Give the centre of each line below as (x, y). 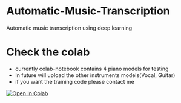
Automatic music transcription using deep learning (69, 28)
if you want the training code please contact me (74, 81)
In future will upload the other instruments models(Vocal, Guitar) (95, 75)
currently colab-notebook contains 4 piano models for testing (92, 69)
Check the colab (48, 52)
